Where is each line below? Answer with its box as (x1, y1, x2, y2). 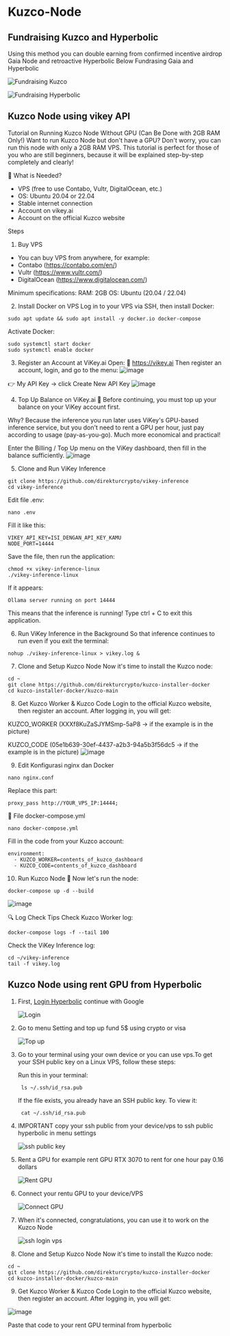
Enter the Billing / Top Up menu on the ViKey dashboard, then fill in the (8, 444, 207, 452)
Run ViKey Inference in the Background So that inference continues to (17, 629, 215, 638)
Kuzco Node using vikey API (8, 110, 131, 122)
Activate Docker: (8, 327, 55, 335)
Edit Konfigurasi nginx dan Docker (17, 761, 114, 769)
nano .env (8, 509, 36, 516)
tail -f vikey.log (8, 960, 60, 967)
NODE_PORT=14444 (8, 540, 54, 547)
